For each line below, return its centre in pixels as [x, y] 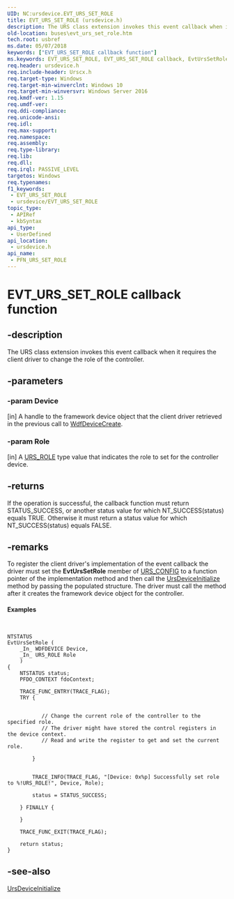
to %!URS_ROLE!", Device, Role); [56, 783]
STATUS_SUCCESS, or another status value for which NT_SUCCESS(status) [116, 511]
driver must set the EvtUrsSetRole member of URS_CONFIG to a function [112, 571]
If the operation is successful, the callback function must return [98, 503]
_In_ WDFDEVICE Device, [54, 649]
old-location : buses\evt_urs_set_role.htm [70, 33]
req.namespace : [29, 137]
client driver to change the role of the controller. [76, 359]
